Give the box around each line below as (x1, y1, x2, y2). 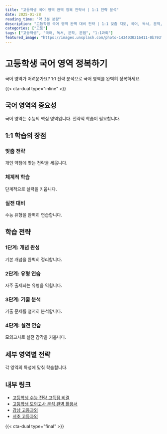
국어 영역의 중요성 (5, 101, 57, 110)
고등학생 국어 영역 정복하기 (5, 58, 108, 70)
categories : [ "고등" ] (5, 26, 48, 31)
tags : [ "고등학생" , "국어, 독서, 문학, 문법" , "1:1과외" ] (5, 30, 113, 35)
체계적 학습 (5, 174, 30, 181)
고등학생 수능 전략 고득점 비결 (12, 395, 70, 401)
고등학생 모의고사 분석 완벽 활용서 (12, 401, 78, 407)
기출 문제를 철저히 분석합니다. (5, 308, 63, 314)
